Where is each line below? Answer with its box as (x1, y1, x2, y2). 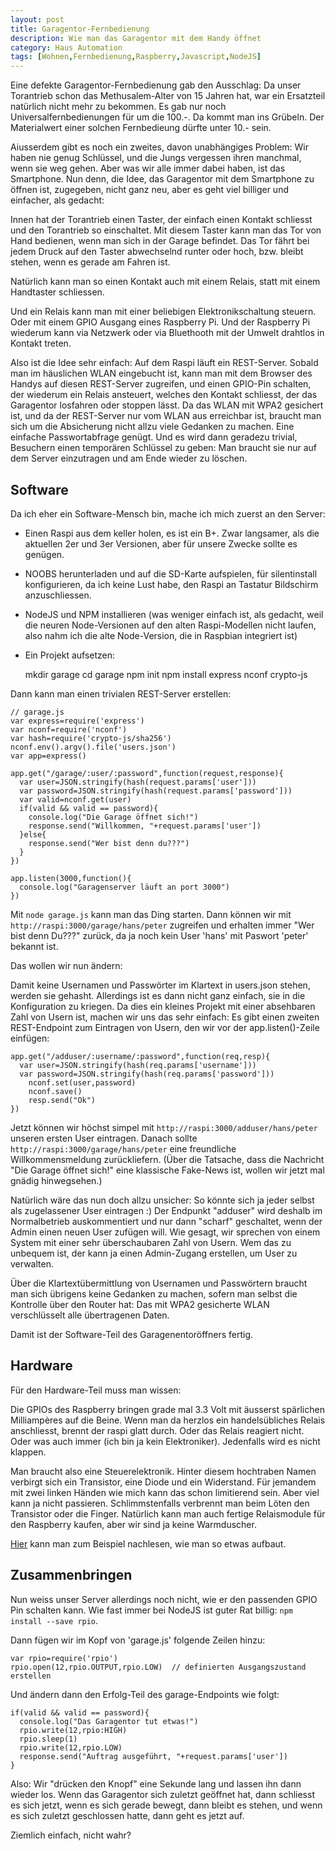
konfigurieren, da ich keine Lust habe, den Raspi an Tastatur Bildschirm (24, 578, 319, 590)
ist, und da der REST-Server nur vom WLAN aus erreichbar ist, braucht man (10, 410, 322, 422)
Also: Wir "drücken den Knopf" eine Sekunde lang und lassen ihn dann (10, 1777, 302, 1790)
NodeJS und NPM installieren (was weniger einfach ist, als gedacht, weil (24, 608, 324, 620)
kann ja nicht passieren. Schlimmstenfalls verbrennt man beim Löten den (10, 1497, 310, 1509)
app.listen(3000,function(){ (10, 873, 132, 883)
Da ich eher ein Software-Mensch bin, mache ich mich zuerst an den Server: (10, 507, 326, 520)
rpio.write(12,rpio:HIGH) (19, 1725, 128, 1735)
